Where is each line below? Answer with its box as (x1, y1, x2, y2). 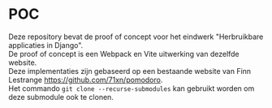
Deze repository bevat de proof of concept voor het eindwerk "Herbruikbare (8, 32, 264, 41)
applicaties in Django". (8, 40, 84, 50)
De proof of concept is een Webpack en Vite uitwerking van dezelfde (8, 49, 240, 58)
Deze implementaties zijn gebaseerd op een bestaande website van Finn (8, 66, 252, 76)
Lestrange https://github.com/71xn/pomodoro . (8, 75, 163, 84)
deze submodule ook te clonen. (8, 92, 114, 102)
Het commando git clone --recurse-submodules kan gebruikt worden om (8, 83, 255, 93)
